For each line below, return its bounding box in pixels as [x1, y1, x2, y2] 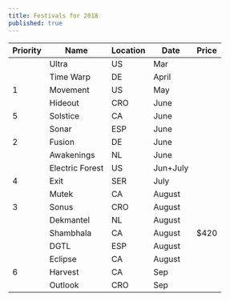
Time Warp [49, 71, 91, 82]
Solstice [49, 110, 80, 121]
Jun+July [153, 162, 189, 173]
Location [111, 45, 146, 56]
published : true [8, 19, 63, 27]
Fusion [49, 136, 75, 147]
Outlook [49, 279, 79, 291]
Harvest [49, 266, 79, 277]
